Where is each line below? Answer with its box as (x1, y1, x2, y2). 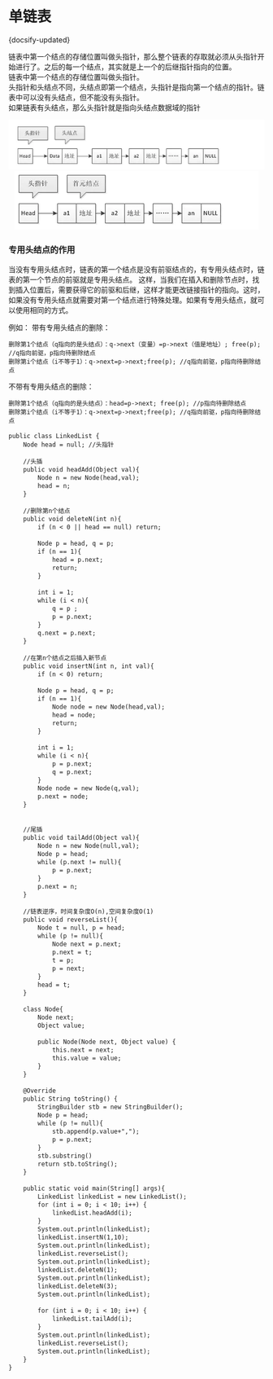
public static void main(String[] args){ (23, 1184, 165, 1192)
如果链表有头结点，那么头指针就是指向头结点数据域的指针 (8, 103, 201, 112)
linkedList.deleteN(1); (37, 1266, 118, 1274)
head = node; (51, 710, 96, 719)
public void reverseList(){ (23, 916, 118, 924)
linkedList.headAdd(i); (51, 1209, 132, 1217)
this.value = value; (51, 1054, 122, 1062)
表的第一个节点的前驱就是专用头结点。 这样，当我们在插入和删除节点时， (8, 274, 253, 284)
